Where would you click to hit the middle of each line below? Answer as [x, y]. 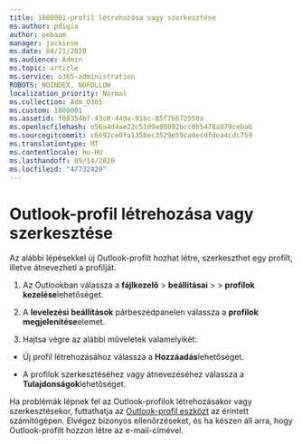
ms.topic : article [44, 69]
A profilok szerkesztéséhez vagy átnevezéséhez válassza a [133, 374]
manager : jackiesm [44, 43]
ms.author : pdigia [44, 26]
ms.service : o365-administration [72, 77]
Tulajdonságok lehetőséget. [74, 384]
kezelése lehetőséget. [63, 295]
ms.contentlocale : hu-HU [56, 152]
